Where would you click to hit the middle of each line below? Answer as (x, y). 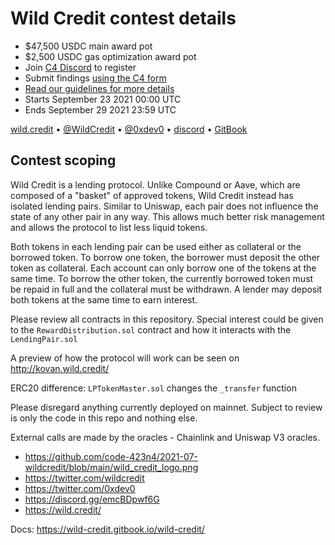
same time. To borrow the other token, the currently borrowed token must (162, 278)
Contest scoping (63, 160)
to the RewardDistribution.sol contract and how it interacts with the (151, 329)
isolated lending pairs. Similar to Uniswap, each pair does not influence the (164, 206)
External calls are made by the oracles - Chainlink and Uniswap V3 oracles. (165, 437)
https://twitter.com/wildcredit (84, 478)
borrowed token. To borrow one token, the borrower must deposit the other (165, 257)
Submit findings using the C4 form (95, 78)
